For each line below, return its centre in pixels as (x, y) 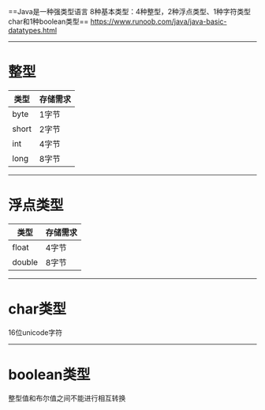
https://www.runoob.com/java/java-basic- (159, 21)
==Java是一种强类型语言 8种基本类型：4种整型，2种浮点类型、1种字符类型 (129, 11)
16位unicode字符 (35, 332)
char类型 (37, 309)
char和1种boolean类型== (49, 21)
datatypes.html (33, 30)
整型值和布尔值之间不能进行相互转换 (67, 398)
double (25, 261)
